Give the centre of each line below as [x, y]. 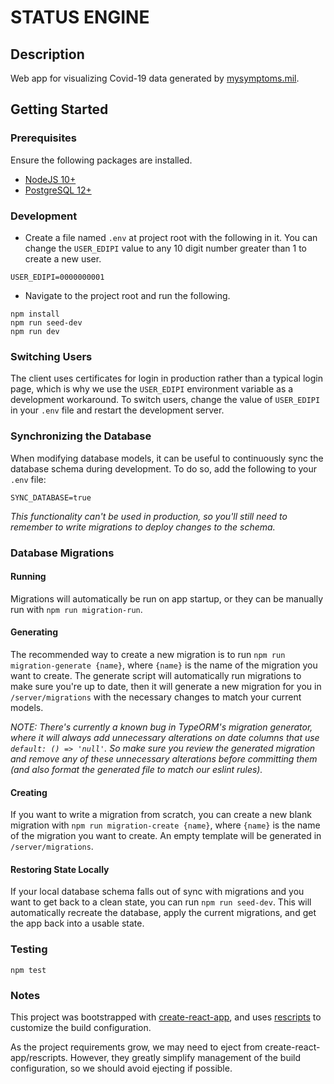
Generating [34, 632]
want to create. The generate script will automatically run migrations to [156, 675]
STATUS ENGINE [80, 17]
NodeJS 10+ [50, 179]
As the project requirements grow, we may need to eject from [136, 1047]
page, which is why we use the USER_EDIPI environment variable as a [152, 389]
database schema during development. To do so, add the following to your [164, 468]
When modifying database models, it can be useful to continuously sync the [167, 458]
